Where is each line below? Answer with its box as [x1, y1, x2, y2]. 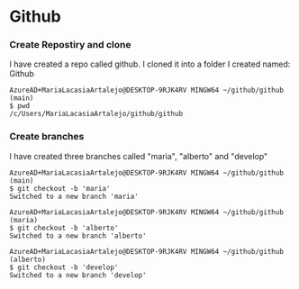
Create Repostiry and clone [9, 39, 131, 51]
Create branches [9, 131, 85, 143]
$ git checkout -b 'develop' [9, 263, 119, 272]
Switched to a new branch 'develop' [9, 270, 147, 280]
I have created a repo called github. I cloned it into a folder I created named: [9, 59, 291, 69]
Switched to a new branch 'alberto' [9, 231, 147, 240]
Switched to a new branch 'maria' [9, 192, 140, 201]
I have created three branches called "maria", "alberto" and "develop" [9, 150, 268, 161]
